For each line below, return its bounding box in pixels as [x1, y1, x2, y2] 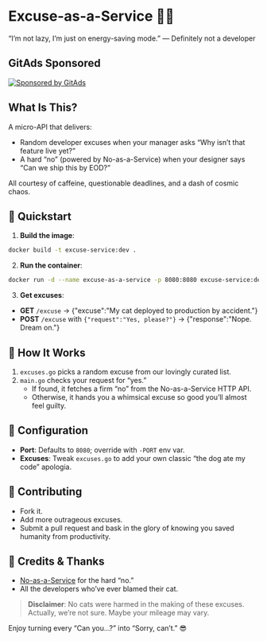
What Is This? [8, 101, 78, 115]
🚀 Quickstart [8, 209, 72, 223]
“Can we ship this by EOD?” [19, 162, 111, 172]
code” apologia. [19, 462, 72, 471]
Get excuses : [19, 291, 65, 300]
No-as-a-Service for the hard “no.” [19, 576, 134, 585]
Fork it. [19, 506, 44, 516]
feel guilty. [31, 401, 67, 410]
